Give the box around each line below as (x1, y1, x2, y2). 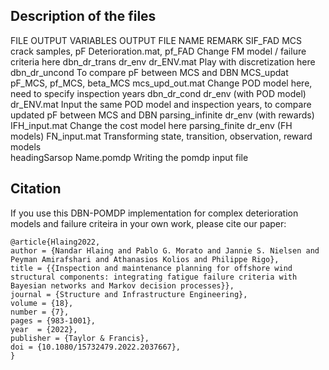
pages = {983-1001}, (10, 315, 97, 326)
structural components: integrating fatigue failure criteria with (10, 272, 298, 282)
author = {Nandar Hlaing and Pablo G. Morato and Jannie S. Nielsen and (10, 245, 320, 256)
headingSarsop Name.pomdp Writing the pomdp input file (10, 151, 249, 163)
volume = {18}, (10, 298, 74, 308)
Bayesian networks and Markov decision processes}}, (10, 280, 235, 291)
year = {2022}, (10, 324, 78, 334)
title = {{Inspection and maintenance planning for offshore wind (10, 263, 293, 273)
